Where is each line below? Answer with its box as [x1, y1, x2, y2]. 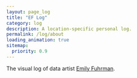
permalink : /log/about [6, 31, 64, 37]
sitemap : [6, 43, 29, 49]
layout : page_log [6, 8, 51, 15]
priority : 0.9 [12, 48, 47, 54]
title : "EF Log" [6, 15, 47, 21]
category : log [6, 20, 43, 26]
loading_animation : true [6, 37, 69, 43]
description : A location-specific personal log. [6, 25, 132, 32]
